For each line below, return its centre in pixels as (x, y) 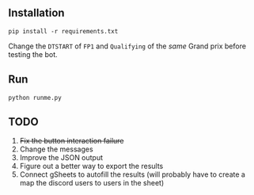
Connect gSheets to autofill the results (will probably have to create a (132, 174)
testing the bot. (33, 54)
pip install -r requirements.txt (63, 31)
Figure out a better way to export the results (91, 166)
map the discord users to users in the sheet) (92, 183)
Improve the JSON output (61, 158)
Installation (36, 13)
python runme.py (35, 97)
